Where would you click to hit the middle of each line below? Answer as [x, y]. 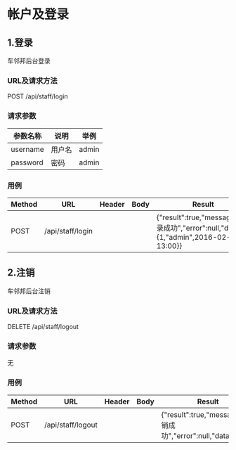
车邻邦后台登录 [29, 61]
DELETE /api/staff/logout [43, 327]
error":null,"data [203, 435]
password [27, 162]
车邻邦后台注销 [29, 291]
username [27, 149]
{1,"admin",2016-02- [194, 237]
